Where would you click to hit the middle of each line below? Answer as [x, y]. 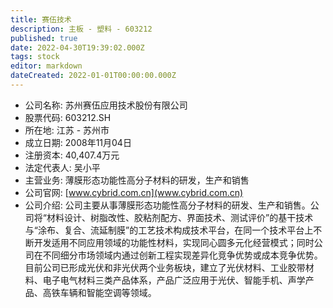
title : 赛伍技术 [41, 19]
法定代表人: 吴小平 [62, 167]
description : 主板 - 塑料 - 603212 [81, 29]
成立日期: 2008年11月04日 [78, 142]
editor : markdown [46, 66]
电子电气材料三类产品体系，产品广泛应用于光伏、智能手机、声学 [174, 280]
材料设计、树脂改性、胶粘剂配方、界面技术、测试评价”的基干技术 [180, 217]
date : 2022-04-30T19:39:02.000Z [77, 47]
